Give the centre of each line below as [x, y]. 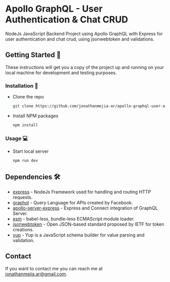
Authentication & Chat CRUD [67, 20]
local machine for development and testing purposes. [61, 73]
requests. [23, 197]
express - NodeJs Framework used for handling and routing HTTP [82, 192]
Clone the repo [28, 97]
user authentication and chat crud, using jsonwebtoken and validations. [80, 39]
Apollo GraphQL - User [54, 9]
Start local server [31, 151]
